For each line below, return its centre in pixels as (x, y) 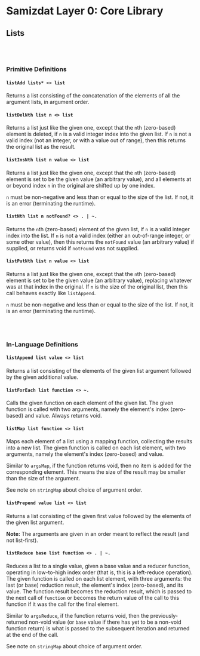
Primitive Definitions (36, 69)
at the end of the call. (32, 634)
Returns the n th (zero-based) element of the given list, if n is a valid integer (98, 229)
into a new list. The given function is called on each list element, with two (96, 448)
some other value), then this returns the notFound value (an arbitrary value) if (100, 242)
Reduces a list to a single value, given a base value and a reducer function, (98, 566)
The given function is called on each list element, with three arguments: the (99, 578)
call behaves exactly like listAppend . (51, 293)
